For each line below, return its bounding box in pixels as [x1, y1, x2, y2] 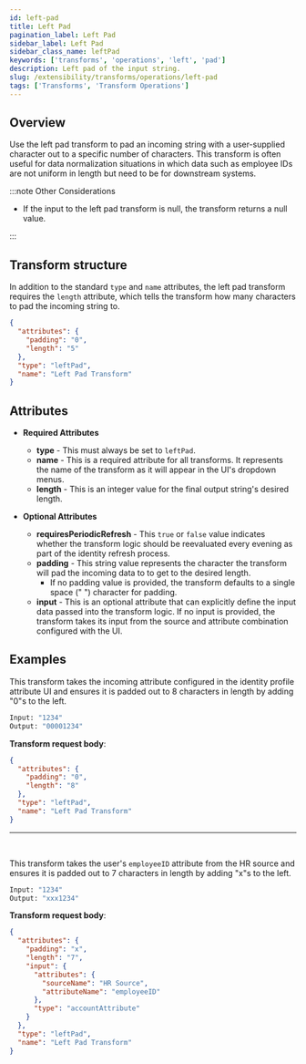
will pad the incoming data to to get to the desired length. [36, 567, 251, 579]
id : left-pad [9, 13, 59, 23]
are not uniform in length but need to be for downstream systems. [9, 168, 257, 179]
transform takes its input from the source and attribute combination [36, 616, 289, 627]
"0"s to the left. [9, 695, 66, 707]
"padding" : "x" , [25, 945, 88, 954]
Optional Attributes [22, 511, 97, 522]
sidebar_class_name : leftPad [9, 47, 120, 57]
